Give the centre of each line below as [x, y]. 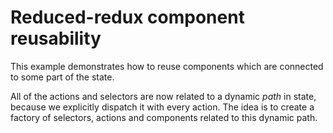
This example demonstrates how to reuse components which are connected [167, 66]
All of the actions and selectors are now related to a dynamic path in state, [163, 96]
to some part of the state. [62, 77]
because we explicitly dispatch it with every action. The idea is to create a [162, 107]
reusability [56, 38]
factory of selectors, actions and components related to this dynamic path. [164, 117]
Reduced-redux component [127, 17]
